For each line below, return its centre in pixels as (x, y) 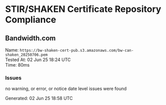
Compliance (31, 20)
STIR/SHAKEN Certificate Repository (83, 9)
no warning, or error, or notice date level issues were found (66, 89)
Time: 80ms (17, 65)
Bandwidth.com (30, 38)
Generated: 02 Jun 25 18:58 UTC (39, 99)
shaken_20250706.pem (27, 55)
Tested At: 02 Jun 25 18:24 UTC (38, 60)
